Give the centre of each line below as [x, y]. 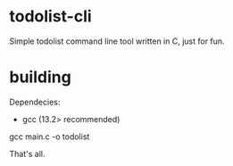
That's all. [27, 154]
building [40, 77]
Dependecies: [35, 102]
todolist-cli [50, 17]
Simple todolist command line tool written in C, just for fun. [117, 41]
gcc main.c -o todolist [50, 137]
